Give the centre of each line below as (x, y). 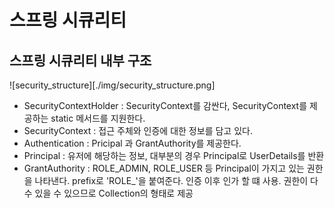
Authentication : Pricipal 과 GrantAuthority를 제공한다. (132, 143)
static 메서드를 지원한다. (98, 118)
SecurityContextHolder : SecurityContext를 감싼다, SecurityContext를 (165, 105)
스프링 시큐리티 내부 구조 (80, 60)
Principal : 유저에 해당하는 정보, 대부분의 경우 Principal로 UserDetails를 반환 (174, 155)
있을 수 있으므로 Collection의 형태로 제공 (114, 193)
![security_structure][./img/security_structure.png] (112, 85)
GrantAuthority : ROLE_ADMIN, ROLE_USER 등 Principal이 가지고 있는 (164, 168)
